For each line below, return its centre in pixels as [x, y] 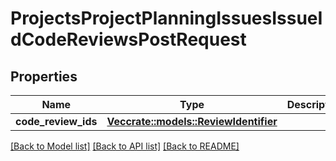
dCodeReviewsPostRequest [128, 39]
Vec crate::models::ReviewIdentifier [192, 121]
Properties [44, 76]
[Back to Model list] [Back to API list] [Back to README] [125, 146]
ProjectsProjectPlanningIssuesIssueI [166, 18]
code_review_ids [56, 121]
